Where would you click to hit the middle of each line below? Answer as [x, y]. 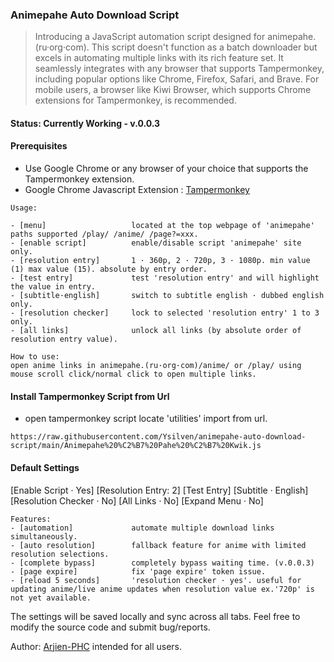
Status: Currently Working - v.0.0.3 [85, 123]
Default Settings [45, 467]
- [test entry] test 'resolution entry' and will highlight [165, 278]
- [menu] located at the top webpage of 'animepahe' [162, 226]
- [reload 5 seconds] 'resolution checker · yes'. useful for [156, 580]
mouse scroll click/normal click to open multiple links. [133, 374]
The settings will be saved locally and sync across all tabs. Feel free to [155, 616]
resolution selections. [60, 554]
